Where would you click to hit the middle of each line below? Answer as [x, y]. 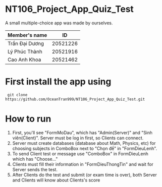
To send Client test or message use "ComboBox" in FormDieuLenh [80, 154]
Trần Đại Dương [26, 43]
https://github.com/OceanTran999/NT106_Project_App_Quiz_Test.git [75, 99]
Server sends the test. [35, 169]
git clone [17, 95]
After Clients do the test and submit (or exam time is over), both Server [84, 175]
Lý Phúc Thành [25, 52]
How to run [28, 119]
